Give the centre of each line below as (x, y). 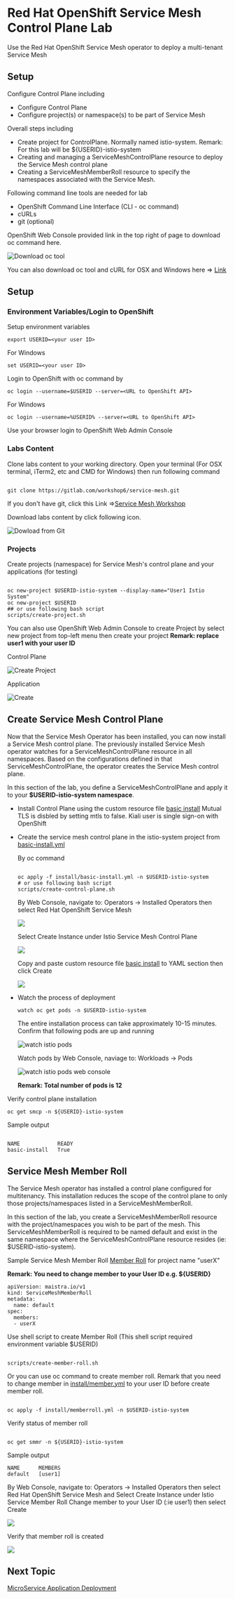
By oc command (41, 858)
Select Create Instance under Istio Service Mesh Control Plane (107, 936)
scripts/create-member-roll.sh (53, 1363)
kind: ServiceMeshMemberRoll (50, 1293)
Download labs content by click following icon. (74, 517)
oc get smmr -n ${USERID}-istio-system (65, 1442)
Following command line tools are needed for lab (78, 193)
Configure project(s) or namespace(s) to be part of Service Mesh (111, 114)
